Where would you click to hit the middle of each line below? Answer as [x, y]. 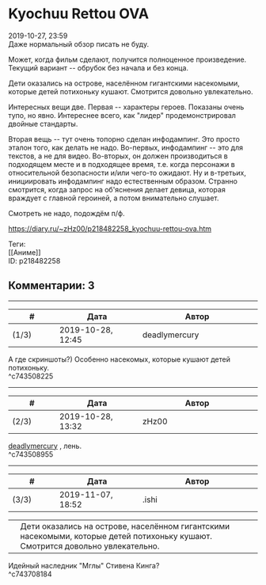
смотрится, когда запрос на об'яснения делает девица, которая [117, 189]
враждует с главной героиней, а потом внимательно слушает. [114, 198]
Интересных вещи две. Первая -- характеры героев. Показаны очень [126, 107]
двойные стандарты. [43, 123]
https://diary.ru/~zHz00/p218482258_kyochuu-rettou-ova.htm [110, 228]
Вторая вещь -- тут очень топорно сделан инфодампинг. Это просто [124, 139]
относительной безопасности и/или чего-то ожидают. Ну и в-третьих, [127, 173]
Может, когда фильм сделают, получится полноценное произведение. [127, 59]
